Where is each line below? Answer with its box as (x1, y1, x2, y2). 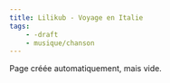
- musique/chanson (25, 38, 95, 48)
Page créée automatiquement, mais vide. (9, 63, 163, 74)
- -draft (25, 30, 59, 39)
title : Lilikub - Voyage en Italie (9, 13, 144, 23)
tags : (9, 22, 30, 31)
